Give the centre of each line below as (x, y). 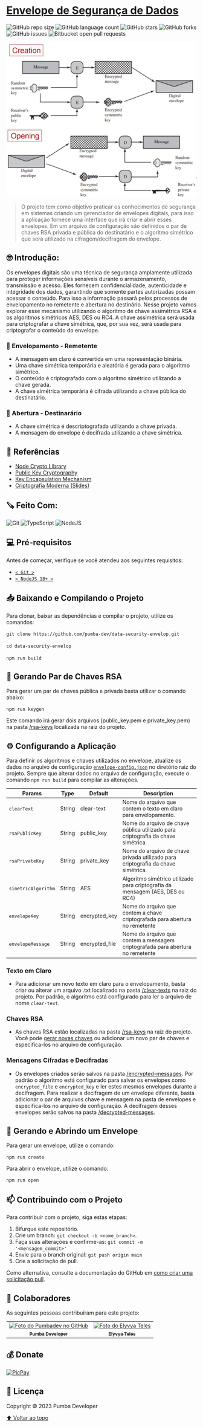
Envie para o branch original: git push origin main (79, 1255)
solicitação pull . (26, 1280)
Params (32, 793)
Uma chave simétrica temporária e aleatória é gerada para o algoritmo (102, 366)
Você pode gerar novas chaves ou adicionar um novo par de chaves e (102, 1038)
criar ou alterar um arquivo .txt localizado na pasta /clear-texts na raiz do (106, 990)
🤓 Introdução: (33, 258)
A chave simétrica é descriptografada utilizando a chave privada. (96, 426)
